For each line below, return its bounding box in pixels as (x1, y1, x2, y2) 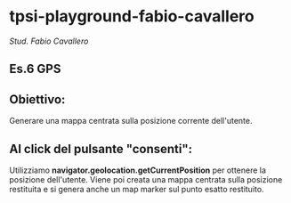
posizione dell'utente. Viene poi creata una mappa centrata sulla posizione (9, 174, 283, 184)
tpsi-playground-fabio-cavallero (9, 6, 255, 27)
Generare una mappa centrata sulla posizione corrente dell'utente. (9, 116, 253, 126)
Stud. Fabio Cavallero (9, 36, 89, 46)
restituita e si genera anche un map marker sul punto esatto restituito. (9, 183, 264, 194)
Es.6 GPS (9, 61, 61, 77)
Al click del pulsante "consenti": (9, 141, 193, 157)
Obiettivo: (9, 92, 66, 107)
